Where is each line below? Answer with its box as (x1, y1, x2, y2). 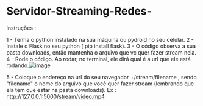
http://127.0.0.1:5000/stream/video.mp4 (6, 93, 105, 100)
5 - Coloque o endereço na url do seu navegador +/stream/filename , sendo (6, 73, 197, 81)
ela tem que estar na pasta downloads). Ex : (6, 86, 117, 93)
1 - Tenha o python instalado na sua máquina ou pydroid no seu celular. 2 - (6, 36, 194, 43)
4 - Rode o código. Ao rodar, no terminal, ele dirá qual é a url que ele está (6, 55, 191, 62)
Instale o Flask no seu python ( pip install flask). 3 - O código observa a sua (6, 42, 196, 50)
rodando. (6, 62, 29, 69)
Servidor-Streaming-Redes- (6, 4, 152, 18)
